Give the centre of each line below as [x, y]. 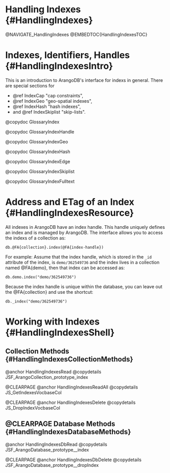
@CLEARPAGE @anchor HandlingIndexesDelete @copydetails [70, 402]
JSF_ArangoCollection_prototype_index [47, 377]
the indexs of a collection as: [35, 238]
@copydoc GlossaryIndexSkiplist [40, 171]
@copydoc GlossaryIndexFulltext [40, 181]
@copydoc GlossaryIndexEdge [38, 161]
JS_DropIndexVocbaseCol [33, 407]
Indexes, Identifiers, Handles [68, 55]
